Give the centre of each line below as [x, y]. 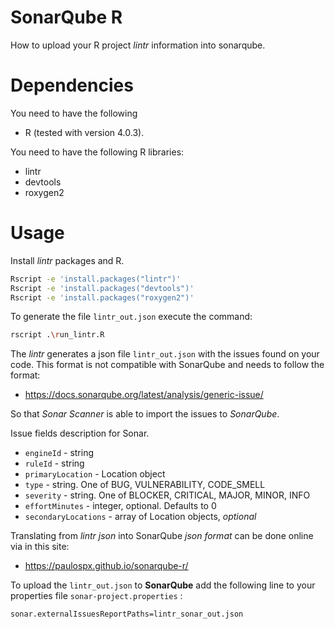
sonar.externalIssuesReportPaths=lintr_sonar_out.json [127, 614]
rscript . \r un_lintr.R [57, 335]
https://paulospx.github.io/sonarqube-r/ [106, 566]
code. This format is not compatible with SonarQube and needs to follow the [167, 365]
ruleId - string [54, 463]
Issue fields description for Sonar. [80, 433]
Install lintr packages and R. [67, 260]
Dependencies [72, 85]
